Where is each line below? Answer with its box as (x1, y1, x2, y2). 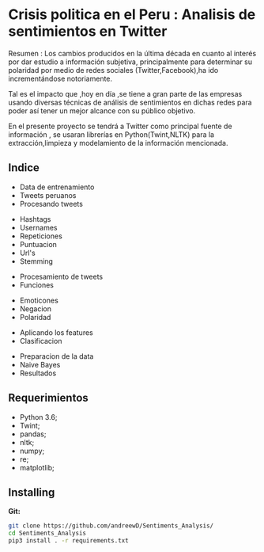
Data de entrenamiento (19, 182, 95, 192)
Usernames (19, 223, 58, 232)
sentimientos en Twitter (8, 22, 168, 40)
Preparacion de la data (19, 351, 94, 361)
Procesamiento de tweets (19, 272, 104, 281)
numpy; (19, 446, 45, 455)
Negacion (19, 303, 52, 314)
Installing (8, 485, 55, 499)
